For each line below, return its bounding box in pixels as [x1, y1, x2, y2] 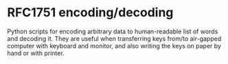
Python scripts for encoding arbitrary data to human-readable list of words [7, 27, 218, 35]
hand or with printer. [7, 49, 65, 57]
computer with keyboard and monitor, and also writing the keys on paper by [7, 42, 222, 50]
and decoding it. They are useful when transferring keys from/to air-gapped [7, 34, 222, 42]
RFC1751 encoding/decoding [7, 5, 174, 20]
